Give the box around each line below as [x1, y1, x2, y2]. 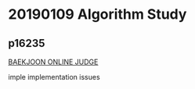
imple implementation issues [8, 73, 100, 81]
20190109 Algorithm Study [8, 5, 187, 23]
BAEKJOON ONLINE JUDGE [8, 57, 99, 66]
